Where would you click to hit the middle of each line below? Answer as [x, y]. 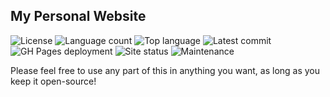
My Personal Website [78, 16]
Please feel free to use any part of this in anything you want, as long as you [165, 70]
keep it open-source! [53, 81]
